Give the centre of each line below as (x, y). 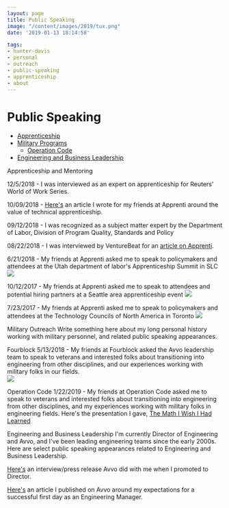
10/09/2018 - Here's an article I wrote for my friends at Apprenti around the (113, 205)
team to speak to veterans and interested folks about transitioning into (106, 357)
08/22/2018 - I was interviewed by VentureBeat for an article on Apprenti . (110, 246)
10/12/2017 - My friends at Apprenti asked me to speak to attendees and (109, 287)
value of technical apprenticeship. (55, 212)
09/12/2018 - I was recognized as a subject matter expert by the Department (115, 225)
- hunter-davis (29, 51)
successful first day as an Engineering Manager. (75, 497)
